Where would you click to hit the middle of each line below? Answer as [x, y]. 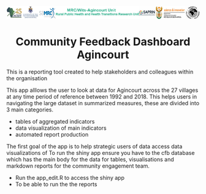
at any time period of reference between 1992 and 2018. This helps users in [102, 96]
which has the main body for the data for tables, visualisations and [90, 159]
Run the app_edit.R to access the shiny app [70, 177]
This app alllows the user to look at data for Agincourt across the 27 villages [102, 90]
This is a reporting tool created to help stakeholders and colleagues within [100, 72]
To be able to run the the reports [56, 184]
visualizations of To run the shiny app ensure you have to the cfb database [101, 152]
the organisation [27, 78]
